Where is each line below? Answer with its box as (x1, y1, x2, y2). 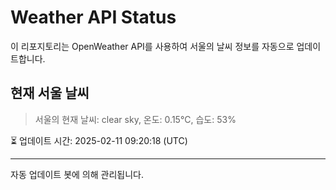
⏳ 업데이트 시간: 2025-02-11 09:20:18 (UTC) (10, 134, 188, 146)
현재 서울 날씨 (10, 85, 90, 102)
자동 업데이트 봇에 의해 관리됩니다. (10, 168, 144, 180)
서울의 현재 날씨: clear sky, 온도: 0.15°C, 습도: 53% (34, 113, 237, 125)
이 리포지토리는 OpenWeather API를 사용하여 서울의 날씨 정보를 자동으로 (10, 40, 295, 52)
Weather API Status (10, 6, 177, 29)
